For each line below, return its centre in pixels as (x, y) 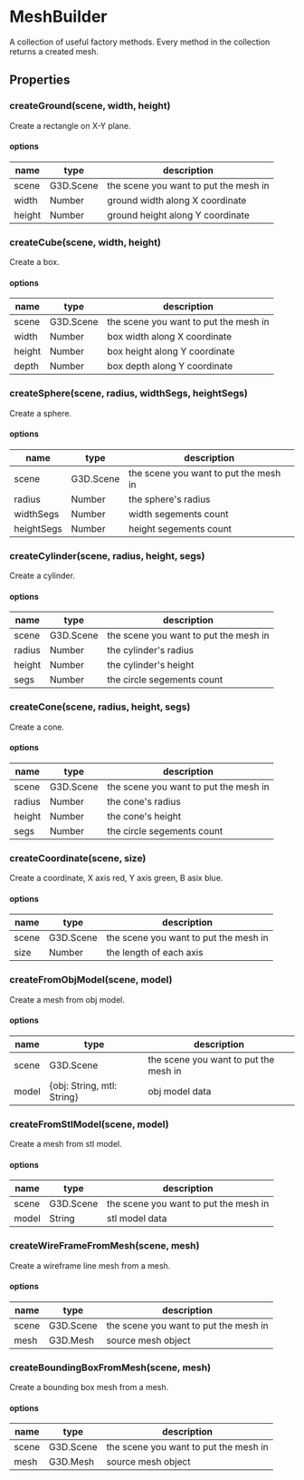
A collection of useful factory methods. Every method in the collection (140, 42)
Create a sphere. (41, 413)
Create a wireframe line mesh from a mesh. (90, 1265)
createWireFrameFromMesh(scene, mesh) (104, 1246)
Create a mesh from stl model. (66, 1144)
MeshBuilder (58, 17)
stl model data (137, 1219)
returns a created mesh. (54, 51)
